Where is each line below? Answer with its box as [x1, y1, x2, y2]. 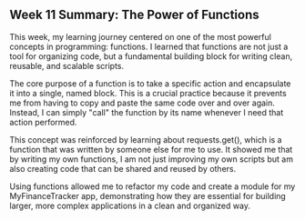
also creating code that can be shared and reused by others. [9, 163, 237, 174]
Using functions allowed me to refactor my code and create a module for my [9, 181, 296, 192]
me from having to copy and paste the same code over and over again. [9, 97, 276, 108]
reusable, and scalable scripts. [9, 60, 125, 71]
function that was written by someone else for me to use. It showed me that [9, 144, 293, 155]
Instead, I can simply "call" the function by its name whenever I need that [9, 106, 284, 117]
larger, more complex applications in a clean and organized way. [9, 200, 250, 211]
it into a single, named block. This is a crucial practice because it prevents [9, 87, 287, 98]
